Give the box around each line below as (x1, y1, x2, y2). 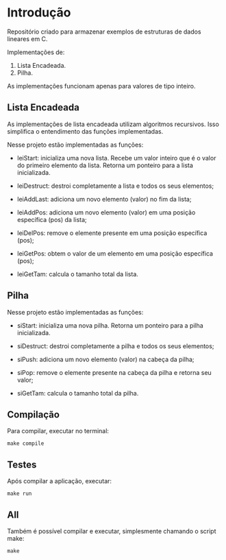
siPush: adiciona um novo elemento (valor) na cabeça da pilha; (16, 355, 194, 363)
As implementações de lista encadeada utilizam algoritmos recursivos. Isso (7, 120, 219, 128)
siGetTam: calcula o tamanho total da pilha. (16, 389, 139, 397)
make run (7, 490, 32, 498)
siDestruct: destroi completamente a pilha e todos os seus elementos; (16, 341, 214, 350)
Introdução (7, 5, 71, 21)
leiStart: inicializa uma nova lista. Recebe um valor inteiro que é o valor (16, 154, 216, 162)
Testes (7, 459, 37, 470)
